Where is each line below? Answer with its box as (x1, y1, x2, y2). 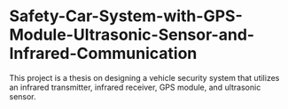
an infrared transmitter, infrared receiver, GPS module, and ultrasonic (9, 82, 261, 92)
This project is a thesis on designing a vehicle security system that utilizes (9, 72, 280, 83)
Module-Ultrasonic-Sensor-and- (9, 25, 255, 45)
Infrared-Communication (9, 44, 198, 63)
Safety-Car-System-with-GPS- (9, 6, 243, 26)
